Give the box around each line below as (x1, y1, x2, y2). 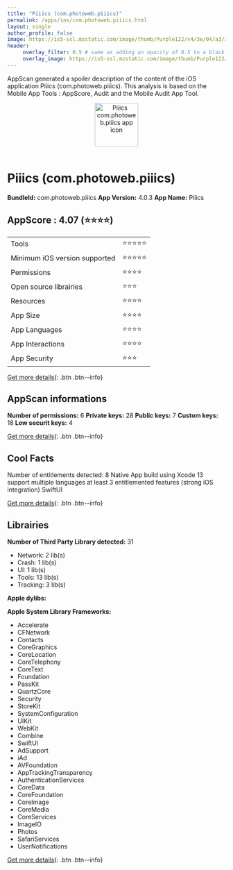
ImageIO (17, 820, 42, 828)
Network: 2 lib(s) (17, 551, 66, 559)
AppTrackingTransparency (17, 768, 93, 776)
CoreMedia (17, 805, 50, 813)
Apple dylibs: (7, 594, 46, 602)
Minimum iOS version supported (10, 253, 116, 262)
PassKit (17, 680, 40, 688)
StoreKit (17, 702, 41, 710)
